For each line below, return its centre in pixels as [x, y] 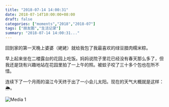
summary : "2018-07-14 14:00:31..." [43, 33]
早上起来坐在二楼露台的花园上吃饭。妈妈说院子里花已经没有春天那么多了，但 [84, 58]
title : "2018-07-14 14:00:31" [37, 10]
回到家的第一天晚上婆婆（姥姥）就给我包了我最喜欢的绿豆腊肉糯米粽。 [78, 48]
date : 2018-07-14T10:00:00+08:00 [40, 14]
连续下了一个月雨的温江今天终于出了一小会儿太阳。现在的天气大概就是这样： [84, 81]
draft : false [19, 19]
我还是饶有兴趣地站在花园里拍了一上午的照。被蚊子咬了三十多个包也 [76, 65]
